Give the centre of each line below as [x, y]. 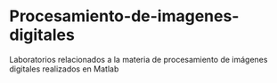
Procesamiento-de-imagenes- [124, 16]
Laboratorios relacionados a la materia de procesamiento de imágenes [138, 59]
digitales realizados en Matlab [64, 69]
